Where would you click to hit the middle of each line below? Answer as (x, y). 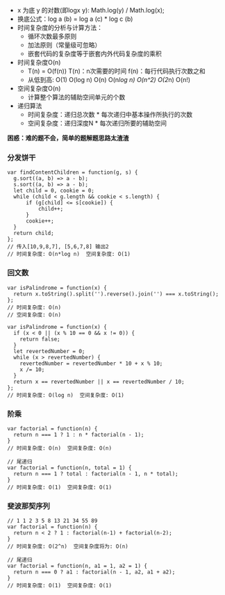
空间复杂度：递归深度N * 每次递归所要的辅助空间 (97, 123)
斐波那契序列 (29, 506)
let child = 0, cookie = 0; (54, 191)
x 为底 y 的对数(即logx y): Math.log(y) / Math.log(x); (91, 10)
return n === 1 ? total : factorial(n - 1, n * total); (96, 474)
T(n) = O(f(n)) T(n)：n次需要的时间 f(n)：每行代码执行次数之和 (117, 71)
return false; (40, 339)
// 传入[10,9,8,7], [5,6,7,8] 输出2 (58, 247)
